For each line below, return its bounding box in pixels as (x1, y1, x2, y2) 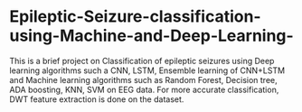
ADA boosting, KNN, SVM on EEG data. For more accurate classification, (9, 84, 279, 95)
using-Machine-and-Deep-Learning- (9, 25, 294, 46)
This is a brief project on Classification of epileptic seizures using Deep (9, 55, 275, 66)
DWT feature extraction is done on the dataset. (9, 93, 184, 105)
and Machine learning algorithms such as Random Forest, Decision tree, (9, 74, 278, 85)
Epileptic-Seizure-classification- (9, 6, 261, 27)
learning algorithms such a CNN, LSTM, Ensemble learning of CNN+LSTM (9, 65, 286, 76)
